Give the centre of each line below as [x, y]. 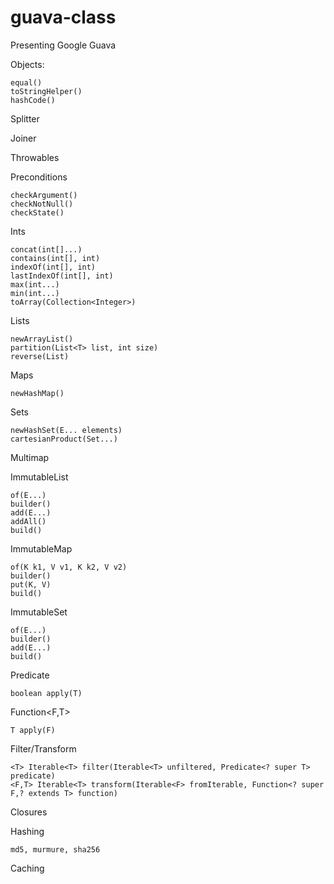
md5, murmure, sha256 [55, 849]
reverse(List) [40, 356]
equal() [26, 82]
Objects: [27, 64]
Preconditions [39, 177]
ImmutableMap [41, 548]
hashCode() [33, 100]
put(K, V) [31, 584]
